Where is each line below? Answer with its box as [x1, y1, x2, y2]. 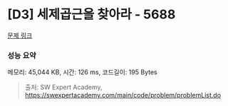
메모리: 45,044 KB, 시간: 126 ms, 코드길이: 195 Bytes [7, 68, 158, 76]
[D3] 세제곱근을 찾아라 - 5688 [7, 6, 176, 23]
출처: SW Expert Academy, [24, 83, 103, 92]
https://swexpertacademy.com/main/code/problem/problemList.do [24, 91, 222, 100]
